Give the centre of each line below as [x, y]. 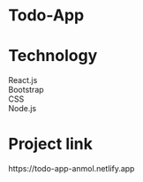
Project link [51, 144]
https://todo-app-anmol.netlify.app [71, 169]
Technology [53, 56]
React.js [23, 80]
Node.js [23, 109]
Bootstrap [26, 90]
